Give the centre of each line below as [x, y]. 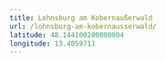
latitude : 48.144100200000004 [67, 35]
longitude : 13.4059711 [52, 43]
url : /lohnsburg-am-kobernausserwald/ [83, 26]
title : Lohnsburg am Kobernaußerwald [81, 18]
